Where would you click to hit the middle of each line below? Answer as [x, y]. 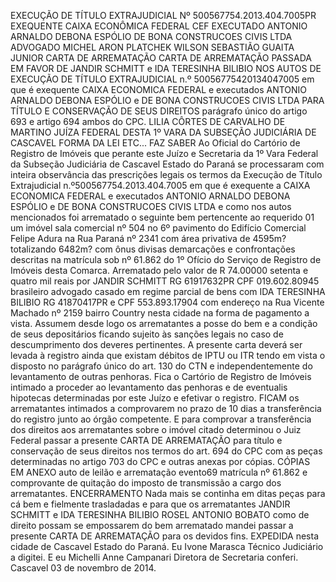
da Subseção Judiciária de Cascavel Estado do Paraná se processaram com [167, 164]
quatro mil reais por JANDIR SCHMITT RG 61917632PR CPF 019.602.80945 [165, 281]
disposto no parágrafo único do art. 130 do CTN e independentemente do [161, 366]
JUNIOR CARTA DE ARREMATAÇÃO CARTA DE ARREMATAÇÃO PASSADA [161, 58]
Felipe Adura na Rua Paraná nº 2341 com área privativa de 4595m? [148, 238]
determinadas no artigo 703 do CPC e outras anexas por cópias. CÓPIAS [160, 461]
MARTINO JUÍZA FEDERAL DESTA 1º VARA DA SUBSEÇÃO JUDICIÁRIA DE [163, 132]
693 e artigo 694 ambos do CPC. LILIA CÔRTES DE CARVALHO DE [148, 121]
